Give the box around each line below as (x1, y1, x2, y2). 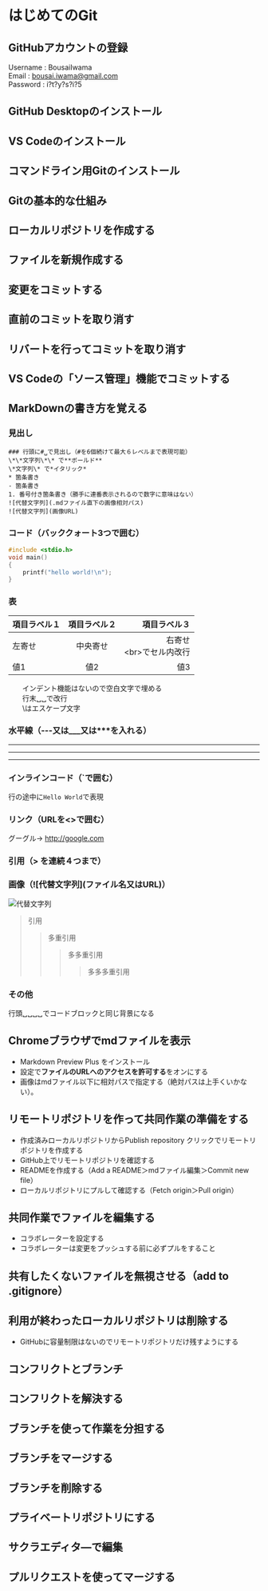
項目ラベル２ (68, 618, 117, 630)
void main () (8, 553, 48, 562)
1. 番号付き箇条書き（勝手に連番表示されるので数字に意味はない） (8, 490, 198, 498)
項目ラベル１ (12, 618, 61, 630)
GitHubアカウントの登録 (8, 41, 128, 54)
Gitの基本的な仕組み (8, 194, 108, 207)
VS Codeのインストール (8, 134, 126, 148)
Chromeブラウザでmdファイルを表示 (8, 1034, 191, 1048)
